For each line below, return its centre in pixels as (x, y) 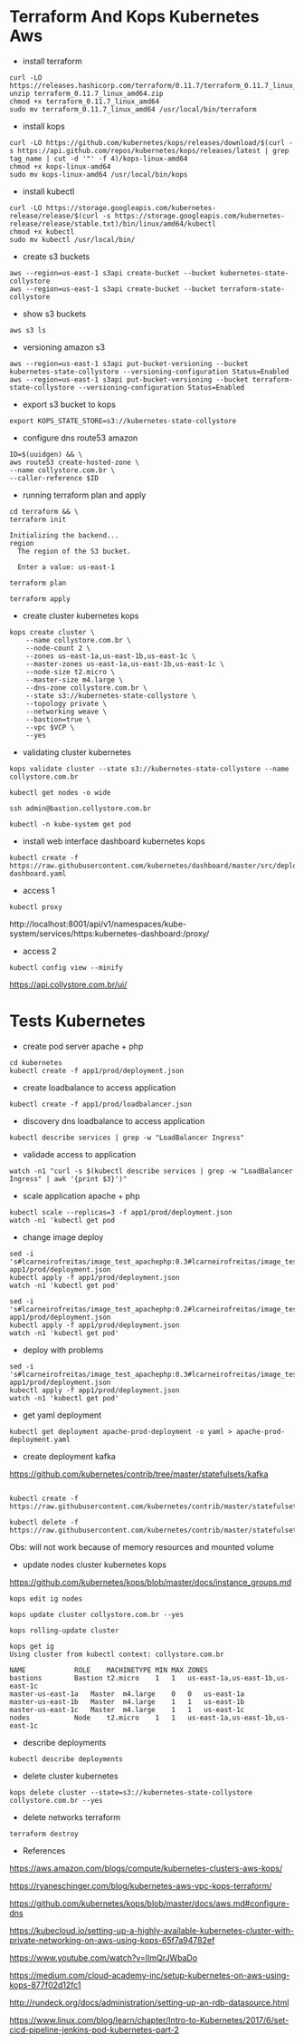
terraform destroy (44, 1834)
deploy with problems (63, 1350)
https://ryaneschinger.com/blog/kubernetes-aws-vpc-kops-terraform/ (141, 1885)
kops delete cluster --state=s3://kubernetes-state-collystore (131, 1792)
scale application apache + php (81, 1196)
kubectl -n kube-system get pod (70, 824)
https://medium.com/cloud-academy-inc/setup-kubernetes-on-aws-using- (150, 1975)
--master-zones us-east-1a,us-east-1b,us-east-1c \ (125, 664)
